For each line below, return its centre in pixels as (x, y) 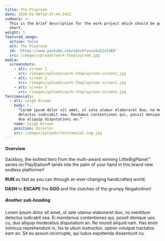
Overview (15, 148)
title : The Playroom (26, 10)
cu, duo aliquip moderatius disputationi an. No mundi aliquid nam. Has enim (82, 223)
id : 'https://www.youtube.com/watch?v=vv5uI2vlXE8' (64, 51)
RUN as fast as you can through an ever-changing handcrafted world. (76, 179)
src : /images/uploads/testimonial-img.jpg (58, 133)
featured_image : (22, 37)
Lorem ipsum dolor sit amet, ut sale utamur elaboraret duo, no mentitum (78, 213)
